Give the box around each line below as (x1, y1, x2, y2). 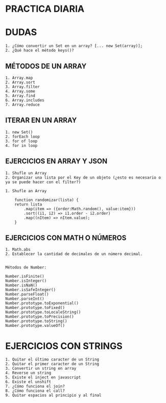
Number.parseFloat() (5, 292, 50, 297)
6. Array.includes (5, 98, 44, 103)
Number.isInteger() (5, 278, 47, 284)
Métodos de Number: (5, 265, 47, 270)
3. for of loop (5, 139, 38, 144)
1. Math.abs (5, 247, 31, 252)
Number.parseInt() (5, 296, 44, 302)
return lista (14, 201, 42, 207)
